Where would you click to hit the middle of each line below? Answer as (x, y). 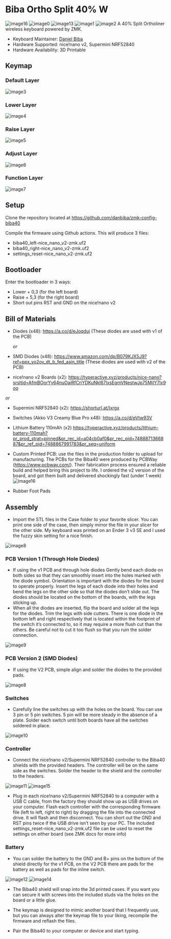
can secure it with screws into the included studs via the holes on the (85, 895)
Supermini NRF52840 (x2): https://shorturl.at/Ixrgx (66, 408)
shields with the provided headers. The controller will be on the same (85, 765)
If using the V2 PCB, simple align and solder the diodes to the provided (87, 669)
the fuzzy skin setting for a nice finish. (53, 536)
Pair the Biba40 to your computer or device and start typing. (76, 931)
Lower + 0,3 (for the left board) (45, 292)
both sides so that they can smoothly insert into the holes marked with (87, 575)
